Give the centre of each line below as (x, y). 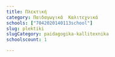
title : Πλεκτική (26, 12)
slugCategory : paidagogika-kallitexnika (58, 34)
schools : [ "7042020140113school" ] (50, 23)
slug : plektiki (25, 28)
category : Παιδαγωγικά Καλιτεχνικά (52, 17)
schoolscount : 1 (26, 40)
